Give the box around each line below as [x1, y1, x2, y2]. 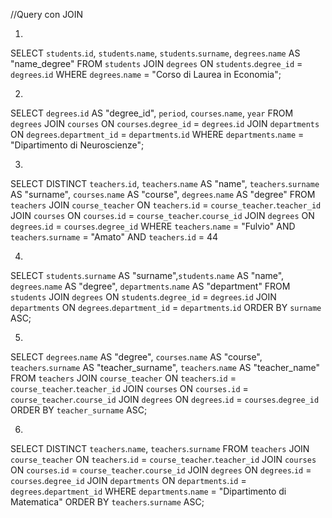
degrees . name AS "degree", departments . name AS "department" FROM [10, 280, 291, 292]
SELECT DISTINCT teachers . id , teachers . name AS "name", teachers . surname [10, 178, 320, 189]
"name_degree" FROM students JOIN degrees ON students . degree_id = [10, 58, 303, 69]
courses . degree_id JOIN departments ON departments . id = [10, 475, 247, 486]
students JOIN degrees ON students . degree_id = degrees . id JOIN [10, 291, 277, 303]
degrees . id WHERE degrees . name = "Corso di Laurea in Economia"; [10, 69, 282, 80]
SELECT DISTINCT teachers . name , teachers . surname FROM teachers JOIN [10, 443, 310, 454]
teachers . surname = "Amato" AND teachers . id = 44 [10, 231, 219, 243]
